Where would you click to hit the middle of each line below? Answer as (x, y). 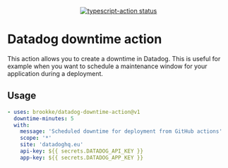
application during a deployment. (55, 73)
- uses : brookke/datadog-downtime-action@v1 (74, 112)
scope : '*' (36, 138)
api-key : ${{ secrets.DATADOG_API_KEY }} (82, 151)
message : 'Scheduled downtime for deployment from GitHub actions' (121, 131)
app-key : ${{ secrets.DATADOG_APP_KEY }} (82, 157)
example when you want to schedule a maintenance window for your (107, 66)
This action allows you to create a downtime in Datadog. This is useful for (114, 58)
